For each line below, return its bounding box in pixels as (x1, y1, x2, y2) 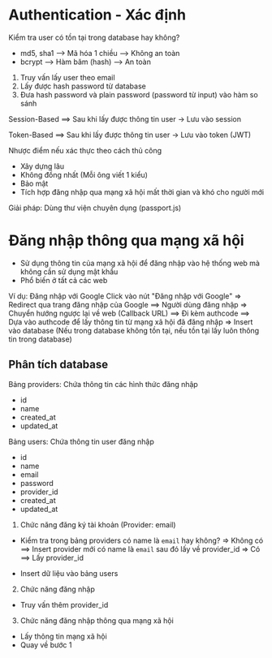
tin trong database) (8, 334, 73, 344)
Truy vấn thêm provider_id (19, 600, 109, 609)
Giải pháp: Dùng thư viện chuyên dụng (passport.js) (8, 203, 182, 213)
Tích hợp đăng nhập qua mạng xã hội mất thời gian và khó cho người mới (19, 187, 265, 196)
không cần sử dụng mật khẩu (19, 266, 119, 277)
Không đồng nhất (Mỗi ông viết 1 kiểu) (19, 170, 149, 179)
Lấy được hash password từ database (19, 81, 146, 91)
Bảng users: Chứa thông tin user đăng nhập (8, 437, 154, 446)
